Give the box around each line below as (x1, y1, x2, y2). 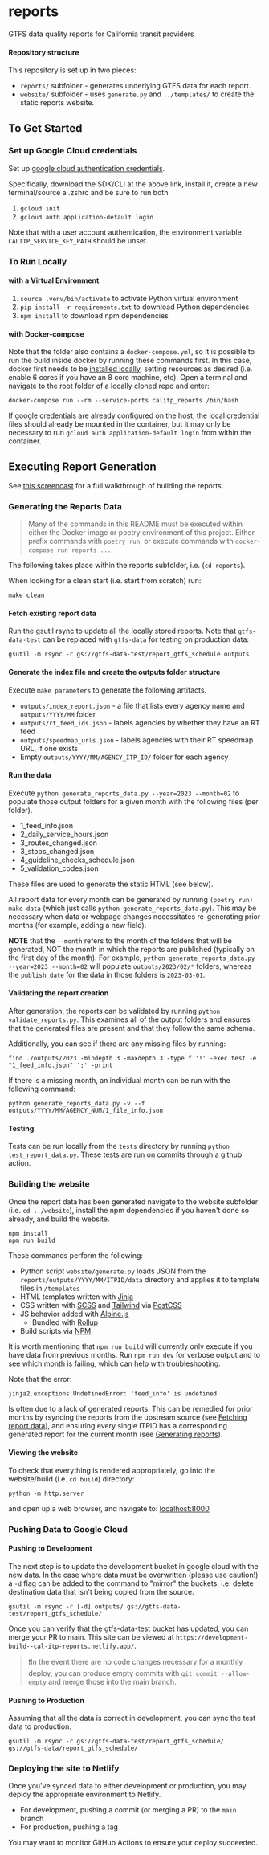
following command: (8, 1084, 76, 1094)
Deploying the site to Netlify (8, 1763, 120, 1774)
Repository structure (8, 47, 79, 57)
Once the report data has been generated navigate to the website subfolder (8, 1196, 259, 1207)
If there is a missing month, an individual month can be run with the (8, 1076, 230, 1085)
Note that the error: (8, 1374, 72, 1383)
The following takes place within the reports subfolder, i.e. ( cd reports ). (8, 561, 246, 570)
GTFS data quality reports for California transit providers (8, 29, 194, 39)
